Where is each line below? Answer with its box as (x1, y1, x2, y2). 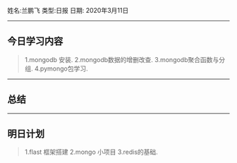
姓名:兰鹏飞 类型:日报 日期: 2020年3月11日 (7, 6, 129, 14)
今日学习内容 (7, 35, 63, 47)
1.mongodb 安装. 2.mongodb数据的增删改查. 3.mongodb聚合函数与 (24, 55, 219, 64)
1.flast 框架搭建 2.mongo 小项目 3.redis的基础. (24, 147, 159, 157)
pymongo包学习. (39, 64, 88, 73)
